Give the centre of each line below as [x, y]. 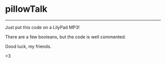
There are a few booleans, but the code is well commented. [65, 37]
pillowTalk [26, 9]
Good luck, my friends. [28, 46]
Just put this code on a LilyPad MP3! [42, 27]
